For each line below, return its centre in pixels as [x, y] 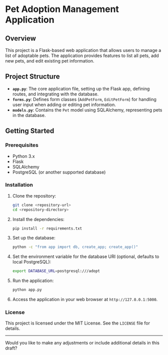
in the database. [29, 115]
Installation [19, 185]
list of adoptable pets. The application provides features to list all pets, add [82, 55]
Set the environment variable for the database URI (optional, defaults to [86, 256]
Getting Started [30, 131]
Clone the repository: [34, 195]
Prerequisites [22, 145]
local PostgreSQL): [32, 262]
